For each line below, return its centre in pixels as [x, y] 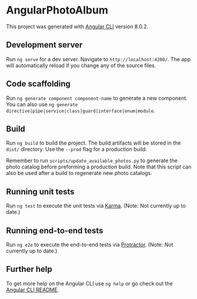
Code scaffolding [38, 84]
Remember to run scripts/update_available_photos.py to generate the [92, 161]
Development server [44, 45]
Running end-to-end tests [55, 231]
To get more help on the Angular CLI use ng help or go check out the [89, 283]
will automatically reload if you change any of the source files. [81, 65]
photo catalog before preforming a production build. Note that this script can [99, 167]
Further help [29, 269]
